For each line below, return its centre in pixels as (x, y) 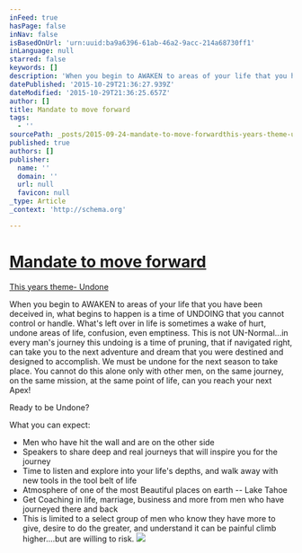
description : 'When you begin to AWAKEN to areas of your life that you (148, 76)
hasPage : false (38, 26)
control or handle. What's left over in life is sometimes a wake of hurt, (138, 323)
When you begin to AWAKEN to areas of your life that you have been (136, 304)
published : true (40, 143)
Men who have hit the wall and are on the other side (119, 442)
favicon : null (44, 193)
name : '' (34, 168)
